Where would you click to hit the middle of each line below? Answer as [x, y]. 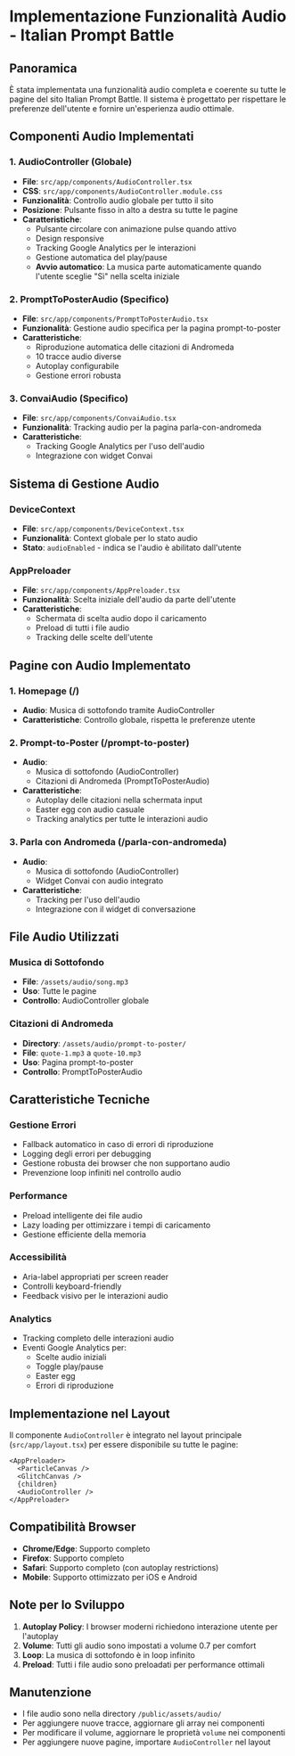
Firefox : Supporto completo [73, 1558]
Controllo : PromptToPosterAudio [82, 1071]
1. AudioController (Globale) [70, 162]
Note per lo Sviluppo [67, 1605]
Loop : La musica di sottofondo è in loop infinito [109, 1654]
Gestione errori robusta [78, 375]
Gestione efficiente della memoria [84, 1234]
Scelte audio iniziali [71, 1358]
